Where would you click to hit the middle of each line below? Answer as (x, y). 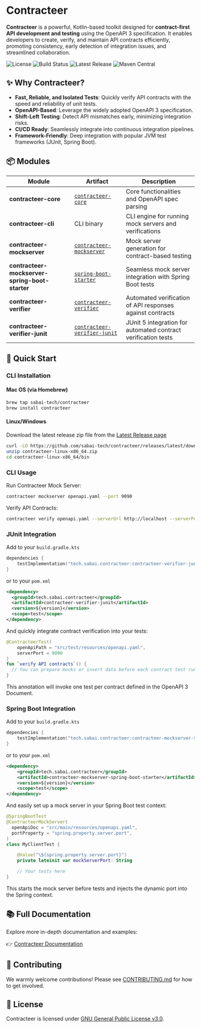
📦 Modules (28, 161)
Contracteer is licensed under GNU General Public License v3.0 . (85, 1019)
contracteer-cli (32, 223)
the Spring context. (30, 894)
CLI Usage (22, 472)
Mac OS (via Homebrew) (37, 390)
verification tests (149, 337)
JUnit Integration (31, 534)
